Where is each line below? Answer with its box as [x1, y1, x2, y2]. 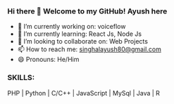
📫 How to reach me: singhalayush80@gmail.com [17, 45, 162, 53]
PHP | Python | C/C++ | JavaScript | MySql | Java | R [7, 89, 161, 97]
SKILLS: [7, 73, 35, 83]
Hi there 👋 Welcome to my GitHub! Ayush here [7, 6, 168, 16]
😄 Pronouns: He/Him [17, 56, 80, 64]
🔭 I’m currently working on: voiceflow [17, 22, 126, 31]
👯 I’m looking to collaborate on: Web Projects [17, 37, 148, 46]
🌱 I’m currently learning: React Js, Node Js [17, 30, 142, 38]
